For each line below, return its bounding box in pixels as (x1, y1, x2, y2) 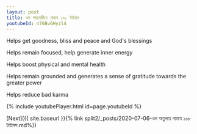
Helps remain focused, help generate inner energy (6, 49, 133, 56)
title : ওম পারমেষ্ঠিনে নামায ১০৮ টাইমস (6, 15, 79, 21)
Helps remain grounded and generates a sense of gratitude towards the (6, 73, 187, 80)
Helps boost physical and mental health (6, 61, 106, 68)
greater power (6, 79, 42, 86)
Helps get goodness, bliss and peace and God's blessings (6, 37, 152, 45)
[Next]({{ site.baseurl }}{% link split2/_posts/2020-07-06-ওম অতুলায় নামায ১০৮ (6, 114, 191, 122)
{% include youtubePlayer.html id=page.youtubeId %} (6, 103, 142, 110)
